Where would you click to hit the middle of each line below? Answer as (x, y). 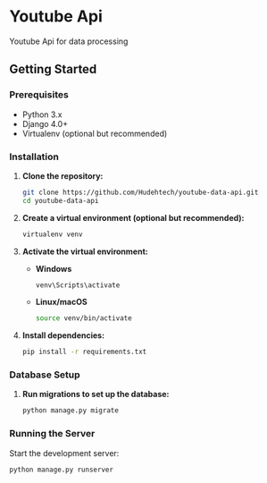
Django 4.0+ (45, 123)
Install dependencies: (63, 335)
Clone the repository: (63, 175)
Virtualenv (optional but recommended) (95, 133)
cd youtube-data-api (60, 200)
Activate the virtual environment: (85, 251)
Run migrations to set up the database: (96, 394)
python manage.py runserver (62, 470)
